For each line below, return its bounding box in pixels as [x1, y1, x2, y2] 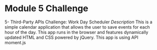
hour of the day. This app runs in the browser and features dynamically [4, 29, 149, 35]
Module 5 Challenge [4, 3, 89, 14]
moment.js [4, 39, 26, 45]
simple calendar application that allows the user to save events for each [4, 24, 150, 30]
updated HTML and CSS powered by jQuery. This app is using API [4, 34, 139, 40]
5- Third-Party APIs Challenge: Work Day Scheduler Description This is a [4, 19, 153, 25]
